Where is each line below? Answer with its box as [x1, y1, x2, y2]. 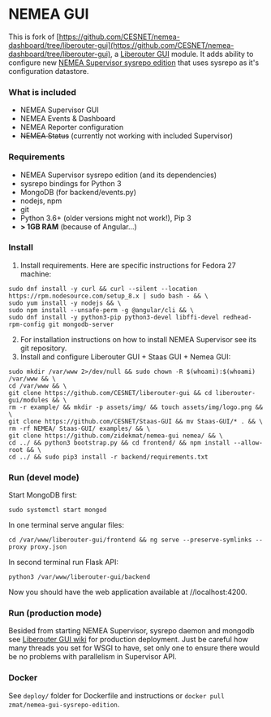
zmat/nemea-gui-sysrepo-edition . [8, 699, 120, 709]
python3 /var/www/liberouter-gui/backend [8, 573, 151, 581]
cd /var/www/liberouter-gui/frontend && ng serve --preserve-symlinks [8, 536, 252, 545]
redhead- [222, 313, 252, 321]
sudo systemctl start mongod [8, 506, 107, 515]
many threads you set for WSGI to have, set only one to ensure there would [8, 643, 260, 653]
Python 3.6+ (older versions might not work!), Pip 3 [19, 213, 192, 223]
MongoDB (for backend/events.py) [19, 187, 136, 197]
